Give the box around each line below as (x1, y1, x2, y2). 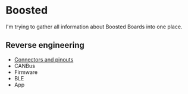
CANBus (14, 62, 35, 69)
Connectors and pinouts (14, 56, 74, 63)
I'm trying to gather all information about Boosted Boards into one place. (5, 23, 183, 30)
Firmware (14, 69, 38, 76)
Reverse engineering (5, 40, 84, 50)
